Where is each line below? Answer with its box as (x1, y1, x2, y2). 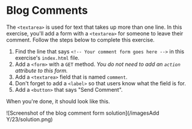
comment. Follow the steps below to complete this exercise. (6, 36, 155, 43)
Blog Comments (6, 4, 88, 17)
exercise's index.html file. (14, 54, 80, 61)
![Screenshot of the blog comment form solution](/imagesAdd (6, 109, 159, 116)
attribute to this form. (14, 67, 68, 74)
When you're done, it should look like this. (6, 97, 110, 105)
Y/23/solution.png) (6, 115, 53, 123)
